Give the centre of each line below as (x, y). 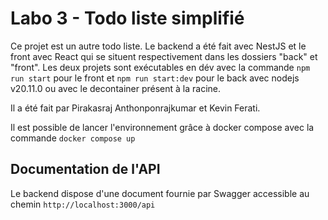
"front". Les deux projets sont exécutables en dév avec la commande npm (160, 67)
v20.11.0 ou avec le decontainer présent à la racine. (116, 88)
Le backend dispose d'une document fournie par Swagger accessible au (160, 193)
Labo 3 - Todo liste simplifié (127, 18)
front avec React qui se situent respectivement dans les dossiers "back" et (164, 56)
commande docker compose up (73, 138)
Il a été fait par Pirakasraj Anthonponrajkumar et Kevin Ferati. (135, 108)
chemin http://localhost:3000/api (83, 204)
